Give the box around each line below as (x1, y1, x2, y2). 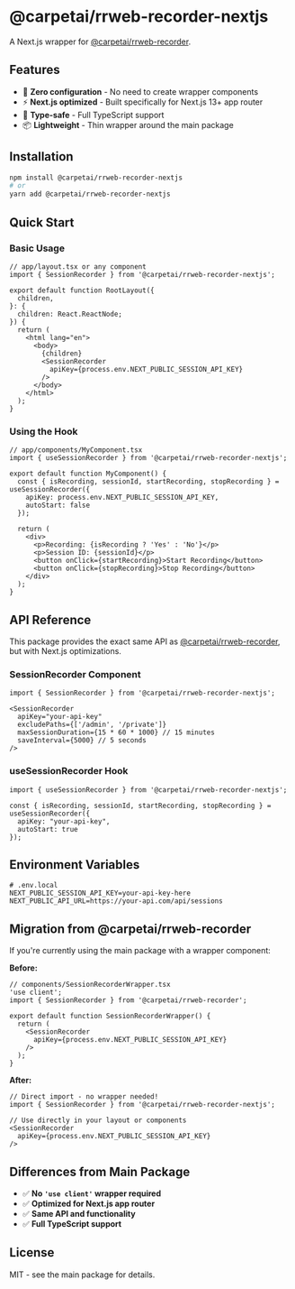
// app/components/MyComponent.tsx (9, 446, 143, 455)
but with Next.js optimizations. (9, 645, 121, 656)
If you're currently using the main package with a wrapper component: (9, 945, 272, 956)
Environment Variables (9, 857, 140, 872)
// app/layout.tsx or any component (9, 262, 147, 272)
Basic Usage (9, 242, 66, 254)
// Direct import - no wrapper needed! (9, 1092, 159, 1101)
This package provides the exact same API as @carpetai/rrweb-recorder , (9, 636, 281, 647)
